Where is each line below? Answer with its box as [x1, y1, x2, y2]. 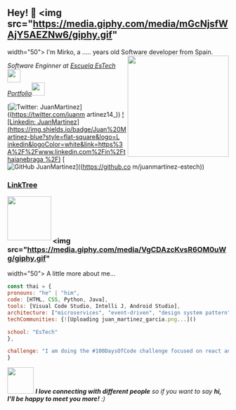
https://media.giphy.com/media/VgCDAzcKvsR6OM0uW [27, 245, 227, 255]
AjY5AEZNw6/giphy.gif [7, 29, 112, 41]
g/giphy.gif [7, 254, 46, 264]
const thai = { [7, 283, 52, 290]
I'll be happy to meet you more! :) [7, 395, 105, 403]
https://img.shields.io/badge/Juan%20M [9, 124, 126, 134]
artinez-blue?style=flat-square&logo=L [7, 132, 120, 141]
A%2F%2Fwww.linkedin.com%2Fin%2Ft [7, 147, 126, 155]
